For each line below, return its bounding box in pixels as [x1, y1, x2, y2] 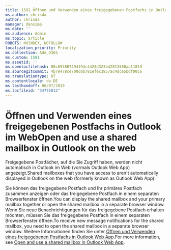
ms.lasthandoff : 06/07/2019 [5, 83, 65, 88]
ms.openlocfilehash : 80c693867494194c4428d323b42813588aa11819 [5, 64, 142, 69]
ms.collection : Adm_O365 [5, 50, 58, 55]
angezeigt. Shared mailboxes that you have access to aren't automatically [5, 170, 159, 176]
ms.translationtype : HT [5, 74, 56, 79]
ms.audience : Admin [5, 31, 47, 36]
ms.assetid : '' [5, 60, 38, 65]
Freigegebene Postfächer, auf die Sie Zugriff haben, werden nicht [5, 159, 142, 165]
